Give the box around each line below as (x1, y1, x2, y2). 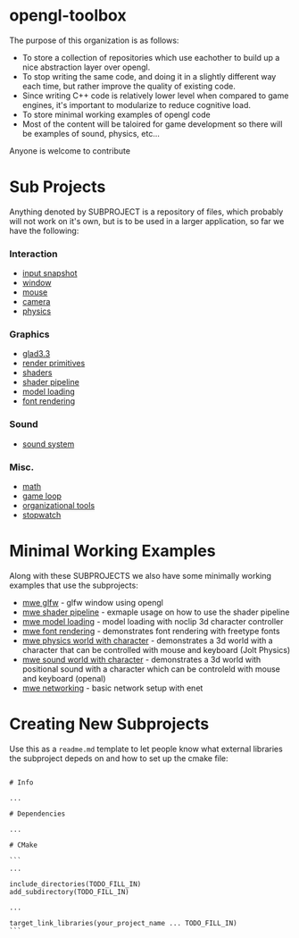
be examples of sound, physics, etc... (21, 128, 161, 138)
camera (21, 297, 51, 307)
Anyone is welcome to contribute (9, 145, 131, 156)
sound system (21, 439, 75, 449)
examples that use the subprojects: (9, 580, 138, 590)
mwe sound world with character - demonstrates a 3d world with (21, 654, 262, 665)
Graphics (9, 328, 50, 340)
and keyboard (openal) (21, 674, 106, 683)
